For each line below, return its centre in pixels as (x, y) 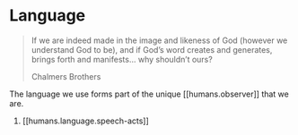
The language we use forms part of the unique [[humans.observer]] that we (149, 94)
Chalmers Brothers (66, 76)
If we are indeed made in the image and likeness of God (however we (159, 40)
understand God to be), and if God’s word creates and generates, (152, 49)
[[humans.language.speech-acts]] (86, 121)
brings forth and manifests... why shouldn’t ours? (122, 59)
